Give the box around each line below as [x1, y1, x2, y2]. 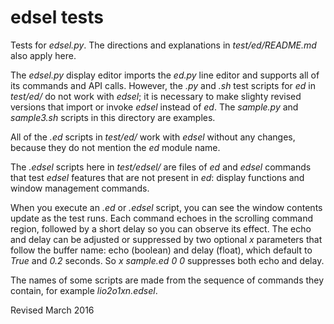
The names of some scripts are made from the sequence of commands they [10, 274, 325, 286]
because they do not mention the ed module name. [10, 141, 221, 153]
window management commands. [10, 182, 150, 194]
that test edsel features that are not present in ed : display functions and [10, 171, 305, 183]
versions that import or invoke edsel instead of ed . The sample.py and [10, 101, 299, 113]
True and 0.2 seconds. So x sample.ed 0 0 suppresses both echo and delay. [10, 254, 325, 266]
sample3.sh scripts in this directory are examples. [10, 111, 216, 123]
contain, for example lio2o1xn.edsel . [10, 284, 158, 296]
